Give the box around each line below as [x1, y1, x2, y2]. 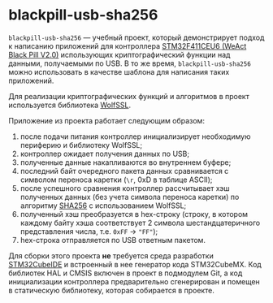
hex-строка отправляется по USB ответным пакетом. [19, 235, 206, 245]
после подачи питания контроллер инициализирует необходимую [19, 132, 251, 141]
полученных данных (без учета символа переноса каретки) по [19, 192, 240, 201]
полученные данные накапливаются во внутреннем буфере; [19, 157, 232, 167]
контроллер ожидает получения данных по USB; [19, 149, 189, 158]
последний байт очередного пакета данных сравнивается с [19, 166, 229, 175]
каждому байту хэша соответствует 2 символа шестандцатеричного [19, 218, 261, 227]
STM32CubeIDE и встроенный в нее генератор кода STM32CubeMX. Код [8, 259, 262, 269]
